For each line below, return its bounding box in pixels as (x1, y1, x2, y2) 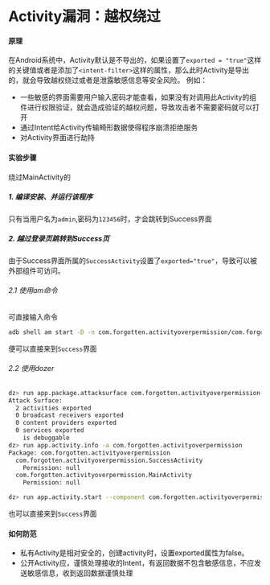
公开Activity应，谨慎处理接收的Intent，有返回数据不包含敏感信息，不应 (19, 558, 255, 568)
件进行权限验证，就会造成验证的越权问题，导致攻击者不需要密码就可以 (19, 102, 253, 113)
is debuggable (22, 434, 70, 443)
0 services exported (15, 426, 84, 435)
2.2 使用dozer (8, 364, 55, 373)
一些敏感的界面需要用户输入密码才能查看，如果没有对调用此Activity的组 (19, 93, 257, 102)
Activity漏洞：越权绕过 (8, 7, 161, 26)
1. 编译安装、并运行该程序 (8, 192, 93, 202)
